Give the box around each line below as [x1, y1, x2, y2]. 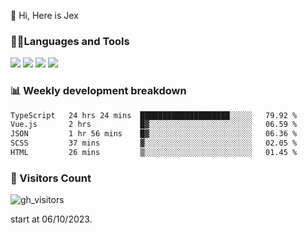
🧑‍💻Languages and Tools [10, 34, 130, 48]
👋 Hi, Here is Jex [10, 10, 79, 21]
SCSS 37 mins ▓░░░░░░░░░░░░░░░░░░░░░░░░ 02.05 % [10, 138, 298, 149]
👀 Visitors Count [10, 171, 92, 185]
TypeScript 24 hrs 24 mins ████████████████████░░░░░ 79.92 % [10, 110, 298, 120]
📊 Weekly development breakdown [10, 84, 187, 98]
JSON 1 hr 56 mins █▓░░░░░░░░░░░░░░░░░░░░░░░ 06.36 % [10, 129, 298, 139]
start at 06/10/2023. [10, 213, 93, 225]
